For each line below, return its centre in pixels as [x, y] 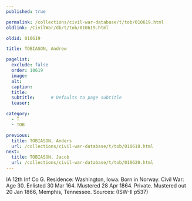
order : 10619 [27, 71]
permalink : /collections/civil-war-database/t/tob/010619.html [85, 22]
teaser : [21, 103]
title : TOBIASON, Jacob [40, 157]
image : [19, 76]
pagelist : [18, 59]
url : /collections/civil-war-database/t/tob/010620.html [82, 163]
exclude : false [30, 65]
